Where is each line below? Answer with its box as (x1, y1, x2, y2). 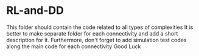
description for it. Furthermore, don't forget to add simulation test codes (6, 36, 187, 43)
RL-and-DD (6, 4, 64, 17)
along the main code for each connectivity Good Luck (6, 43, 141, 50)
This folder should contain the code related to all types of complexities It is (6, 23, 194, 31)
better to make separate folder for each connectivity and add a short (6, 30, 178, 37)
